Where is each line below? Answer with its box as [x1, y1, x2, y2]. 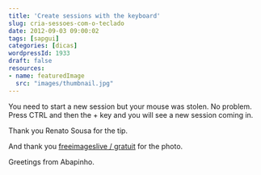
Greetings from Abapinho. [8, 156, 95, 166]
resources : [8, 65, 45, 73]
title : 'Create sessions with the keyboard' [8, 11, 161, 20]
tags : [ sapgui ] [8, 34, 60, 43]
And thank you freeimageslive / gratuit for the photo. [8, 141, 183, 151]
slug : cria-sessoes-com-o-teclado [8, 19, 125, 27]
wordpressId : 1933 [8, 49, 70, 57]
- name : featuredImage [8, 72, 85, 80]
